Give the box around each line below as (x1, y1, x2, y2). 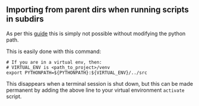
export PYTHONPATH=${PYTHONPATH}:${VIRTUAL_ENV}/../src (6, 70, 147, 76)
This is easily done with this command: (6, 48, 102, 55)
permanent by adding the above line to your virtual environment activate (6, 86, 185, 93)
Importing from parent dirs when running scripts (6, 5, 189, 15)
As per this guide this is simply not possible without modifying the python (6, 30, 186, 37)
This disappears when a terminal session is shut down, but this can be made (6, 80, 193, 87)
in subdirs (6, 14, 45, 24)
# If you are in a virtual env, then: (6, 59, 102, 65)
